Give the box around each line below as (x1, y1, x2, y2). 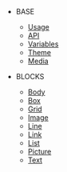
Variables (27, 39, 59, 49)
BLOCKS (15, 72, 45, 81)
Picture (27, 147, 52, 156)
